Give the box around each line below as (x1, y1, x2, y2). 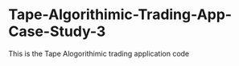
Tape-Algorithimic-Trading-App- (8, 6, 232, 24)
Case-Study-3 (8, 22, 106, 41)
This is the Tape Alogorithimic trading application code (8, 49, 190, 58)
